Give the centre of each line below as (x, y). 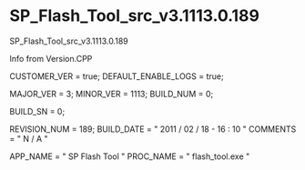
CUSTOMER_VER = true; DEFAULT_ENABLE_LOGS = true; (117, 76)
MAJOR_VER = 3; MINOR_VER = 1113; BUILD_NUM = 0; (112, 94)
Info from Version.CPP (51, 58)
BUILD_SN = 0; (37, 111)
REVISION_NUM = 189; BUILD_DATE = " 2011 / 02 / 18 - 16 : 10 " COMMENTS (153, 129)
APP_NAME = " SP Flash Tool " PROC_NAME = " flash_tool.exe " (130, 156)
